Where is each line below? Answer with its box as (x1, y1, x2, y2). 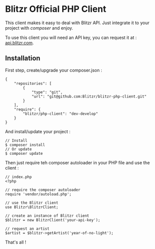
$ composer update (5, 151, 43, 156)
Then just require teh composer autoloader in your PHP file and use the (5, 159, 150, 166)
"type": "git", (31, 90, 63, 95)
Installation (5, 54, 40, 63)
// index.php (5, 174, 32, 179)
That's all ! (5, 239, 26, 245)
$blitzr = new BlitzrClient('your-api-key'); (5, 217, 100, 222)
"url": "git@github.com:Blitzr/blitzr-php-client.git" (31, 94, 147, 99)
